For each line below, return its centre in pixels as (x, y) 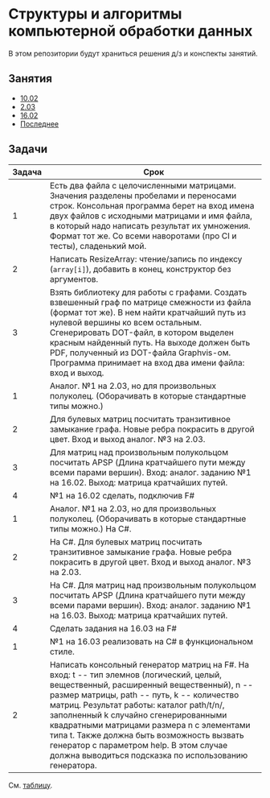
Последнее (39, 124)
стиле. (62, 651)
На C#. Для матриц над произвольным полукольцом (153, 585)
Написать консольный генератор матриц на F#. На (149, 664)
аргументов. (74, 279)
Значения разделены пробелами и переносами (143, 196)
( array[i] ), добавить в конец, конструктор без (140, 269)
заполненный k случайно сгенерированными (138, 715)
